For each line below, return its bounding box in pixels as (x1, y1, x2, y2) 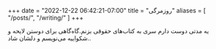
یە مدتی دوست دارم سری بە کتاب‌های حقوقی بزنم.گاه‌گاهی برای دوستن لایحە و (8, 27, 209, 35)
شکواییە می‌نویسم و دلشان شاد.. (8, 34, 92, 42)
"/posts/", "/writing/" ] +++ (8, 14, 84, 22)
